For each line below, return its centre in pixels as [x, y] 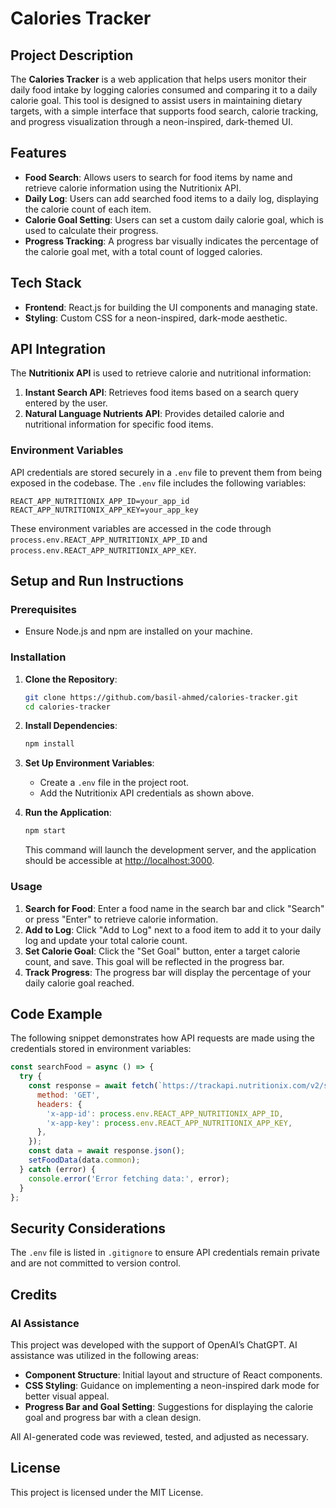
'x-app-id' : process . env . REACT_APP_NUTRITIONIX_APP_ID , [165, 1113]
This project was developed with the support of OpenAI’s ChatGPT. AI [154, 1344]
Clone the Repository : [71, 679]
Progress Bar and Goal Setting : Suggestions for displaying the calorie [169, 1406]
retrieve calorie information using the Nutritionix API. [133, 188]
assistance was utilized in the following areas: [104, 1355]
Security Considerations [88, 1228]
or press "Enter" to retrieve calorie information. [121, 919]
